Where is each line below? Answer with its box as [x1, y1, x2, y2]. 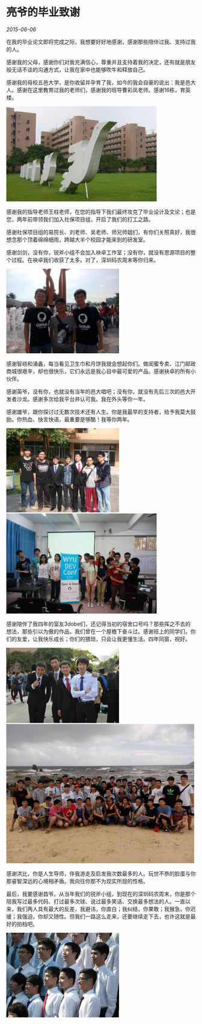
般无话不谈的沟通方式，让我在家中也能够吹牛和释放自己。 [6, 66, 148, 73]
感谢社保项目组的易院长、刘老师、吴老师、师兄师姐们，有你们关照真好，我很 [6, 228, 196, 235]
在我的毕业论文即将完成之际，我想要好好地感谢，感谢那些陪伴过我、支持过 [6, 38, 191, 45]
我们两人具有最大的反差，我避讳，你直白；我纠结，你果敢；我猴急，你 [16, 905, 191, 913]
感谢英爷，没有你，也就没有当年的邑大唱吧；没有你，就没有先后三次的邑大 [6, 387, 191, 395]
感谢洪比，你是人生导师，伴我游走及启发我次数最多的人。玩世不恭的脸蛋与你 [6, 870, 196, 877]
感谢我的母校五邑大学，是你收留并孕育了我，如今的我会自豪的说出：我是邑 [6, 79, 191, 86]
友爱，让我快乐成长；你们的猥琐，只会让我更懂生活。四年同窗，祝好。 [16, 635, 191, 643]
